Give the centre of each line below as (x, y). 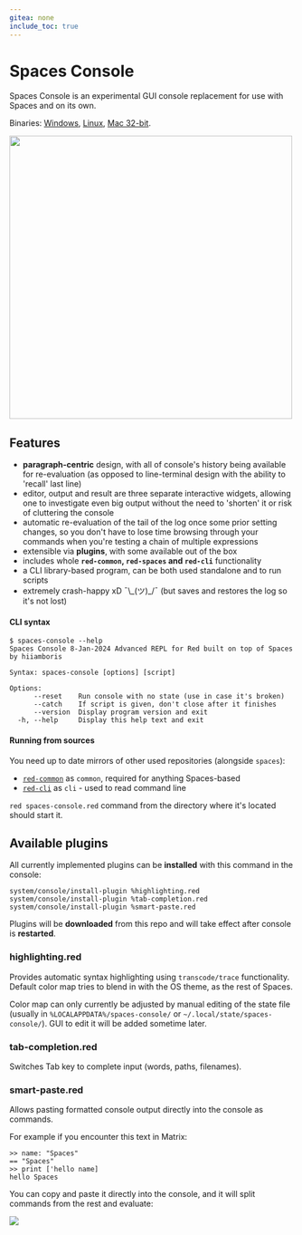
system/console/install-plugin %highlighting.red (105, 892)
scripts (35, 580)
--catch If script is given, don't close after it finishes (155, 704)
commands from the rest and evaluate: (81, 1204)
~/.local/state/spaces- (228, 1014)
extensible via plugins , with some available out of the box (130, 551)
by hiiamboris (36, 657)
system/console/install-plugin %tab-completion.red (109, 899)
